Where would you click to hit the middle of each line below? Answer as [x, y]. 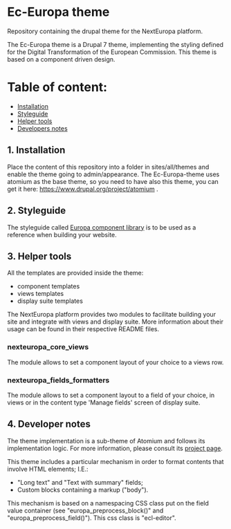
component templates [48, 286]
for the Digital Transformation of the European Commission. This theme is [112, 52]
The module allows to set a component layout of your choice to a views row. [115, 362]
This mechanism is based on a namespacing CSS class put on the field [108, 503]
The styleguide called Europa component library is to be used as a [102, 227]
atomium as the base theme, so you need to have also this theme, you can [113, 181]
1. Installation [36, 150]
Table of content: [57, 87]
